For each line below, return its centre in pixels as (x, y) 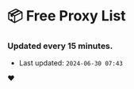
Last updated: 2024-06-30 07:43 (71, 63)
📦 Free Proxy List (67, 16)
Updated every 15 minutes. (60, 46)
